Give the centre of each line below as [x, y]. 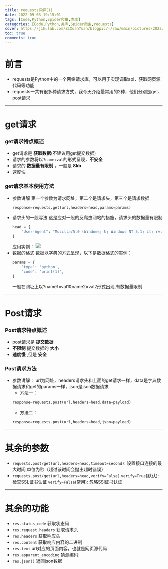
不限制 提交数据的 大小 [35, 348]
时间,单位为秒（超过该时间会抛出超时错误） [61, 470]
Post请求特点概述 [26, 330]
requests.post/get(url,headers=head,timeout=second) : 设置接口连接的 [85, 463]
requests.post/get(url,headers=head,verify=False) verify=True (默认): [86, 476]
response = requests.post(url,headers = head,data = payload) [72, 403]
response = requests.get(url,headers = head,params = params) [72, 207]
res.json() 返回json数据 [37, 561]
